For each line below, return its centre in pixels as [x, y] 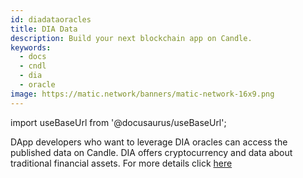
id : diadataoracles [51, 19]
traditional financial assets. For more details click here [121, 163]
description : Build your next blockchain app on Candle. [131, 38]
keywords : [31, 47]
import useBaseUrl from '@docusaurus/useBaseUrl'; [118, 122]
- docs [33, 57]
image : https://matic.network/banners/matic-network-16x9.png [142, 94]
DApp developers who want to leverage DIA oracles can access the [149, 142]
